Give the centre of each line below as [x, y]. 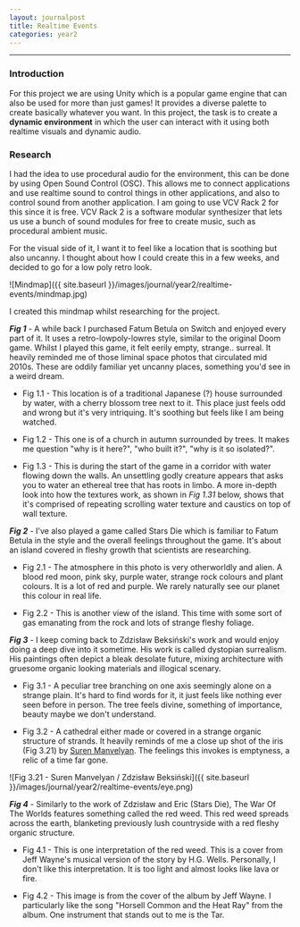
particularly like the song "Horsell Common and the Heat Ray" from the [152, 905]
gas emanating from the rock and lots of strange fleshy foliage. [138, 622]
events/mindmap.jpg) [48, 294]
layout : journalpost [48, 17]
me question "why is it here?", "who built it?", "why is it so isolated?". [148, 449]
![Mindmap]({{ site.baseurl [58, 284]
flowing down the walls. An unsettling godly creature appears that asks [153, 476]
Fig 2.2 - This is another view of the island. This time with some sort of [152, 612]
